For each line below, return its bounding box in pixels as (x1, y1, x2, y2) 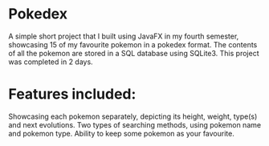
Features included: (8, 85, 137, 103)
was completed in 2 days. (8, 57, 94, 67)
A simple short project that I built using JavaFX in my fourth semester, (8, 31, 239, 41)
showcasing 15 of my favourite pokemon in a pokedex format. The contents (8, 39, 258, 49)
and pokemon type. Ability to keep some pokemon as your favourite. (8, 128, 234, 138)
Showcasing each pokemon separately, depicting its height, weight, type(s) (8, 112, 258, 121)
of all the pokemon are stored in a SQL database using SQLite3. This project (8, 48, 259, 58)
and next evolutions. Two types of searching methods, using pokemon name (8, 120, 262, 129)
